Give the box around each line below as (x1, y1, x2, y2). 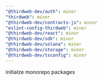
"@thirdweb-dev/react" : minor (5, 31, 80, 36)
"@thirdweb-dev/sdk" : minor (5, 36, 74, 42)
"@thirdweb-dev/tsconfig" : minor (5, 52, 87, 58)
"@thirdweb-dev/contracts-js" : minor (5, 19, 98, 25)
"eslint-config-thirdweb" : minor (5, 25, 87, 31)
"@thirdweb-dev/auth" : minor (5, 8, 77, 15)
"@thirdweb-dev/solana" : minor (5, 42, 82, 48)
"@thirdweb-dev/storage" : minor (5, 47, 84, 53)
